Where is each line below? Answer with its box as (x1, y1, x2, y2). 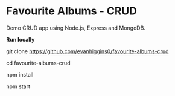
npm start (6, 83, 31, 90)
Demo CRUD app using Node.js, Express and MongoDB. (6, 24, 146, 31)
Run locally (6, 36, 35, 43)
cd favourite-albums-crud (6, 59, 71, 66)
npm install (6, 71, 34, 78)
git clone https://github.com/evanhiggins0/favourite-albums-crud (6, 47, 169, 55)
